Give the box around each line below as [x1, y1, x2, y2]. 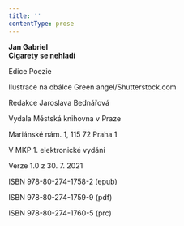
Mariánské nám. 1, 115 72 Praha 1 [8, 129, 118, 139]
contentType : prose [8, 20, 75, 28]
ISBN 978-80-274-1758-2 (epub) [8, 176, 118, 186]
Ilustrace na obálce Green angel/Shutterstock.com [8, 82, 177, 92]
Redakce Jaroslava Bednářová [8, 98, 110, 107]
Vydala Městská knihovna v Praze [8, 113, 122, 123]
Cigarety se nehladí [8, 50, 75, 60]
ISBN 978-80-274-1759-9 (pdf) [8, 192, 113, 202]
